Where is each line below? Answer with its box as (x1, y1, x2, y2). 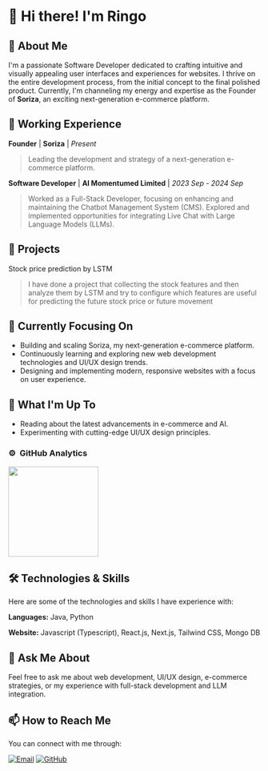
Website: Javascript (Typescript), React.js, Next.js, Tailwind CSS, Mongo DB (8, 628, 261, 637)
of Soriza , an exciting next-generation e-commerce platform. (8, 94, 210, 103)
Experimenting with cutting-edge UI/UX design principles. (19, 428, 211, 437)
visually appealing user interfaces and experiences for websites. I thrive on (8, 69, 256, 78)
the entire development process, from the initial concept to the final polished (8, 78, 261, 86)
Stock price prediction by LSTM (8, 263, 113, 273)
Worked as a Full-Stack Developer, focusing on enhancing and (27, 194, 234, 203)
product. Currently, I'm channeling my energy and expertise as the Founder (8, 86, 257, 95)
